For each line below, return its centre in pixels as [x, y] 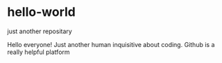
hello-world [42, 12]
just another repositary [40, 31]
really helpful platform [39, 52]
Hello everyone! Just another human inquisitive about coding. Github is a [111, 44]
